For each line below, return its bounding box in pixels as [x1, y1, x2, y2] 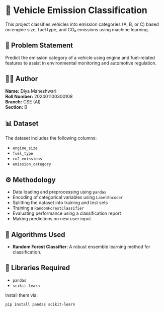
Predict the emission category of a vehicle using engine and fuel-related [5, 54, 155, 60]
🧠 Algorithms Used [5, 230, 65, 239]
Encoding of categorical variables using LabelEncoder [12, 194, 123, 201]
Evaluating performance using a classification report [12, 210, 121, 216]
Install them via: [5, 292, 38, 298]
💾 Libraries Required [5, 264, 70, 272]
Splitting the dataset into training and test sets [12, 200, 108, 206]
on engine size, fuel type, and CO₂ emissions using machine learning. [5, 26, 149, 32]
